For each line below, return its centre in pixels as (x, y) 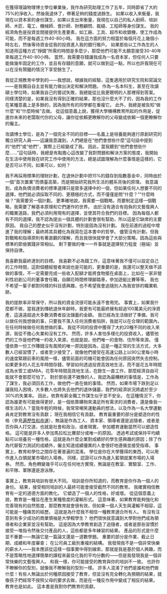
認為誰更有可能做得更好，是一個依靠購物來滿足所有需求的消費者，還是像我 (81, 402)
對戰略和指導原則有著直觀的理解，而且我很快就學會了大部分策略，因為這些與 (83, 238)
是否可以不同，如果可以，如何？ (38, 165)
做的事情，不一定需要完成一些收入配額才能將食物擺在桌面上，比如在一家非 (81, 273)
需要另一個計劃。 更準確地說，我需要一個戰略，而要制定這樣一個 (86, 201)
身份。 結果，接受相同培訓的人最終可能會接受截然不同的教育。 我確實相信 (80, 487)
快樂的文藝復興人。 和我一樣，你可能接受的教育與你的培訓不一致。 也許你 (84, 561)
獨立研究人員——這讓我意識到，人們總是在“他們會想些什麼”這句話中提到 (79, 140)
